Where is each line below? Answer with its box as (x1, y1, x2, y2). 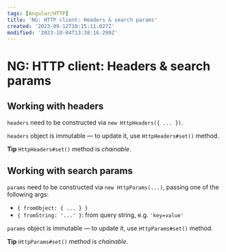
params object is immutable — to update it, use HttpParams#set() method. (7, 224, 214, 233)
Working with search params (7, 165, 134, 177)
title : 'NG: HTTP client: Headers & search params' (7, 16, 158, 23)
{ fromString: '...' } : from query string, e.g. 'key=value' (16, 211, 184, 219)
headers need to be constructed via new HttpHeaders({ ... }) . (7, 118, 184, 127)
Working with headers (7, 100, 104, 112)
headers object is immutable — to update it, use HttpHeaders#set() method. (7, 131, 219, 140)
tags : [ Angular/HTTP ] (7, 10, 69, 17)
